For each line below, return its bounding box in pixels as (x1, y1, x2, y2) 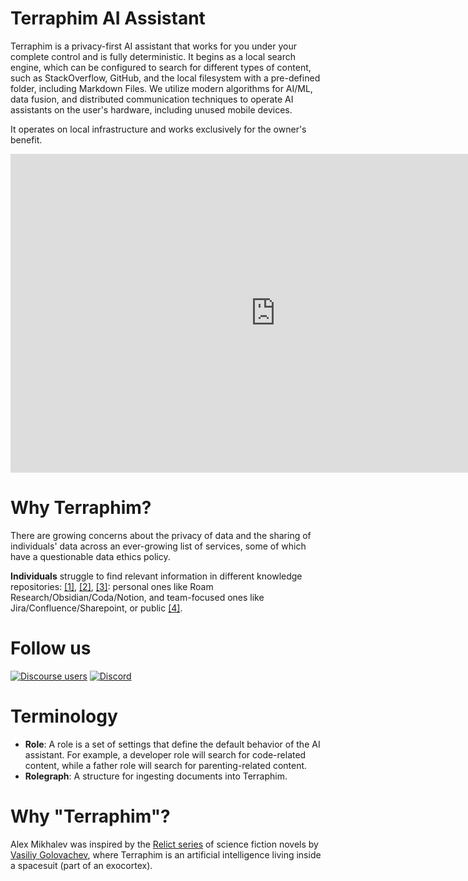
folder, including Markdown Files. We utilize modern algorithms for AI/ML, (10, 82, 313, 94)
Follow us (10, 637, 92, 660)
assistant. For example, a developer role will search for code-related (24, 748, 307, 761)
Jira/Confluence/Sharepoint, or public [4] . (10, 602, 183, 614)
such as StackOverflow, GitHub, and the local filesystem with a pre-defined (10, 72, 321, 84)
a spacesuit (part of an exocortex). (10, 859, 153, 871)
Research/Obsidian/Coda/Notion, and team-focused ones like (10, 591, 265, 603)
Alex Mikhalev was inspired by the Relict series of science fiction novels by (10, 838, 319, 850)
